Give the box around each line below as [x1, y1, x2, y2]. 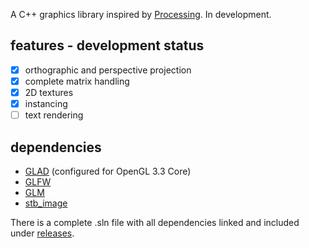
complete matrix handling [24, 75, 130, 87]
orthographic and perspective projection [24, 64, 192, 76]
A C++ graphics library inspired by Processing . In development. [10, 9, 272, 20]
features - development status [10, 37, 205, 54]
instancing [24, 98, 68, 109]
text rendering [24, 109, 84, 121]
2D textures [24, 86, 74, 98]
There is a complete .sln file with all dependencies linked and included [10, 216, 300, 228]
